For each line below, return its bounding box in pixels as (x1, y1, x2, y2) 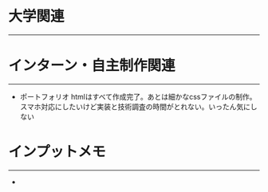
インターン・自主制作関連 (8, 57, 175, 75)
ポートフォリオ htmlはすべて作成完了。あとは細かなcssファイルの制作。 (19, 92, 257, 101)
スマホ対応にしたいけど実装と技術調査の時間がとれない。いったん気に (19, 101, 251, 112)
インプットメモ (8, 143, 106, 161)
